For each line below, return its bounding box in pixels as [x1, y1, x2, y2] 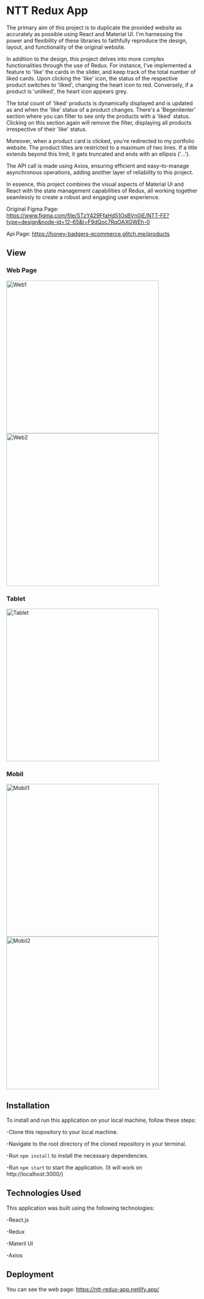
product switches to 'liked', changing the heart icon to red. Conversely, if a [6, 81, 194, 89]
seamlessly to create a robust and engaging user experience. [6, 193, 160, 200]
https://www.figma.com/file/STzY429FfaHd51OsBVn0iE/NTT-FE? [6, 211, 169, 219]
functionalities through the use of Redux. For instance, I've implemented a [6, 62, 192, 69]
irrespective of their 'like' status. [6, 125, 87, 133]
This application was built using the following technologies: [6, 1204, 155, 1212]
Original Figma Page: [6, 205, 59, 213]
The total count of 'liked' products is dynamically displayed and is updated [6, 99, 193, 107]
